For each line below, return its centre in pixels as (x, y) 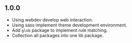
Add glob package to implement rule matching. (60, 30)
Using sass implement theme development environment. (69, 25)
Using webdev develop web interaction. (52, 20)
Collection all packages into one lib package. (58, 35)
